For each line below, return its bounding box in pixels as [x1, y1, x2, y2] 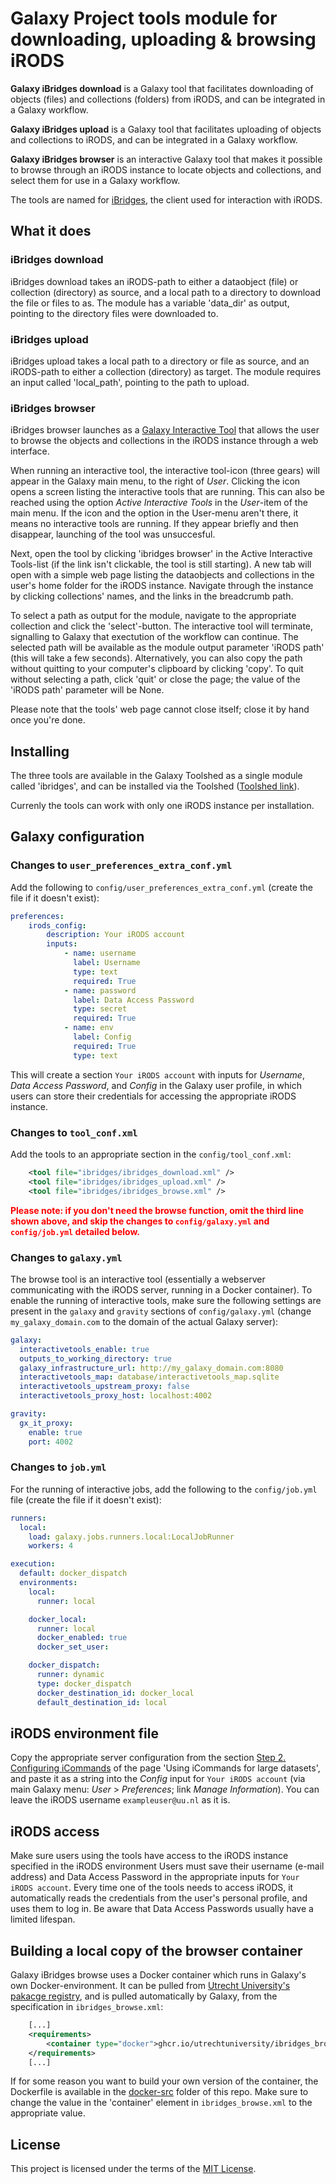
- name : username [63, 948, 137, 959]
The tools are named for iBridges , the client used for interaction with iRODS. [10, 193, 323, 206]
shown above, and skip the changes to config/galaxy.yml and [10, 1215, 270, 1227]
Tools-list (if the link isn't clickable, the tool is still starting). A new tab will [10, 558, 312, 571]
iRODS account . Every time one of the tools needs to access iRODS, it [10, 1882, 294, 1894]
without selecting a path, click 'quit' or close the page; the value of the [10, 673, 301, 686]
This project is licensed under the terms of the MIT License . [10, 2163, 257, 2175]
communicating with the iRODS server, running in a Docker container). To [10, 1283, 313, 1296]
